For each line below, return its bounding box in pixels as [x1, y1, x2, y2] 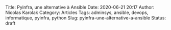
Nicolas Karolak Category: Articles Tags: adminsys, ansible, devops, [5, 9, 149, 15]
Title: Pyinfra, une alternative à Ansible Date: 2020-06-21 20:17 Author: [5, 4, 155, 10]
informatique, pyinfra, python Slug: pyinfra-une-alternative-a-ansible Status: [5, 15, 166, 20]
